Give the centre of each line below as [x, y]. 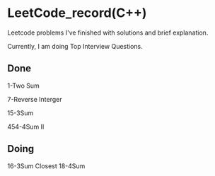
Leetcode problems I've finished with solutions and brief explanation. [108, 33]
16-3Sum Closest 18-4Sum [46, 166]
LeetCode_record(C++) [77, 13]
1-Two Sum [24, 86]
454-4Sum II [26, 127]
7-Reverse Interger [35, 99]
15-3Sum [21, 113]
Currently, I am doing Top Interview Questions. [75, 46]
